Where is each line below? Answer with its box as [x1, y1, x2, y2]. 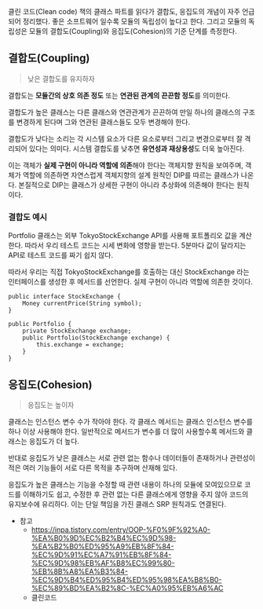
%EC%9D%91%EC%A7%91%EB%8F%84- [31, 549, 172, 559]
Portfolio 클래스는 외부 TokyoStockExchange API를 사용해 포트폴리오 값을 [8, 231, 238, 240]
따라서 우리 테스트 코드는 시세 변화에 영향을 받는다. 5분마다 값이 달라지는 [24, 240, 247, 250]
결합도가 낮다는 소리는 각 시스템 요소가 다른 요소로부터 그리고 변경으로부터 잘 [8, 134, 243, 143]
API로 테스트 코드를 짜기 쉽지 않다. [8, 251, 114, 260]
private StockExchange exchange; [22, 327, 132, 336]
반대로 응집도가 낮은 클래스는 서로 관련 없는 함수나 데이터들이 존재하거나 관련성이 [8, 453, 256, 462]
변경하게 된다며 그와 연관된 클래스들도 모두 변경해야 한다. [16, 117, 191, 127]
